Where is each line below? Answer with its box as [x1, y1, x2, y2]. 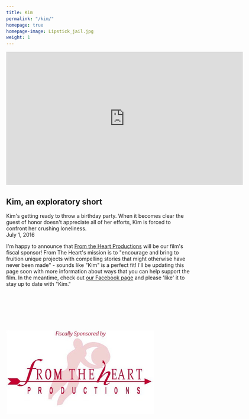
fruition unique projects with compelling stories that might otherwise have [6, 255, 186, 262]
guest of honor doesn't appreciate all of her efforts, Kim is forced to [6, 218, 172, 225]
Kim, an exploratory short [6, 196, 102, 207]
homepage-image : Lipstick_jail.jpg [6, 28, 94, 34]
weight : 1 [6, 34, 31, 41]
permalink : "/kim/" [6, 15, 54, 22]
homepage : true [6, 22, 44, 28]
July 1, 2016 [6, 231, 35, 238]
